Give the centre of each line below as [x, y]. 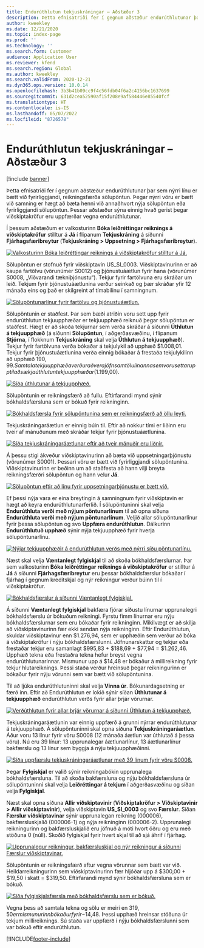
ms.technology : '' [29, 46]
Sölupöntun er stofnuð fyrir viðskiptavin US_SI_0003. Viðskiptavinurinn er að [102, 265]
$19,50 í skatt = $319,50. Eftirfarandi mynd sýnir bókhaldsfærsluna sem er [99, 878]
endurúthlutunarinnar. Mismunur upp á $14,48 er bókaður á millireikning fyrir [102, 662]
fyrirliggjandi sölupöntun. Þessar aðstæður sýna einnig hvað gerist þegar [97, 210]
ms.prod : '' [21, 40]
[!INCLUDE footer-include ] [39, 939]
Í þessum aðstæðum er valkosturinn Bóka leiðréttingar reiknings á [90, 228]
